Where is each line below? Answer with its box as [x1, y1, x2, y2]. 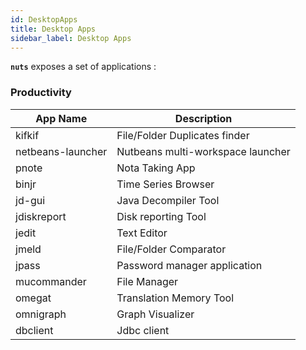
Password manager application [116, 258, 263, 272]
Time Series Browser [116, 177, 215, 191]
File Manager [116, 274, 179, 288]
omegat [15, 291, 52, 305]
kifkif [15, 128, 40, 142]
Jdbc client [116, 323, 170, 337]
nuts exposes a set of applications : [10, 61, 157, 73]
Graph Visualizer [116, 307, 195, 321]
